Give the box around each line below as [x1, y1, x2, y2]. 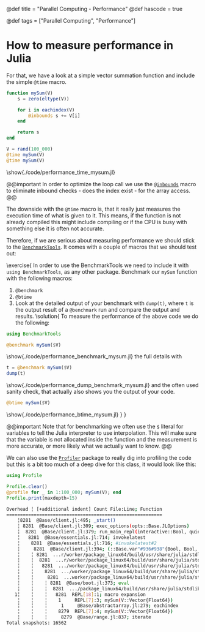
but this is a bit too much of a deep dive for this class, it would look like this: [6, 461, 196, 468]
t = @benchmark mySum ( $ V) [6, 364, 72, 371]
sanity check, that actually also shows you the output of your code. [6, 388, 175, 396]
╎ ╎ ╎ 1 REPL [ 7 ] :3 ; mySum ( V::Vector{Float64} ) [17, 597, 173, 603]
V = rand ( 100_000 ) [6, 146, 53, 152]
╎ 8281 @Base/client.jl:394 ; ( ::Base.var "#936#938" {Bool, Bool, [17, 546, 198, 552]
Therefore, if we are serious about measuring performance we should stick [6, 236, 195, 244]
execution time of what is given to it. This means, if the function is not [6, 211, 181, 219]
